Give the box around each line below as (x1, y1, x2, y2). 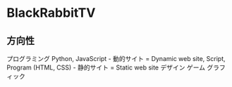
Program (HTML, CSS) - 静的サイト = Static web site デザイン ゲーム (6, 63, 206, 72)
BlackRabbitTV (6, 5, 96, 21)
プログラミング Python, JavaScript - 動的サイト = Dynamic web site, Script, (6, 55, 226, 62)
